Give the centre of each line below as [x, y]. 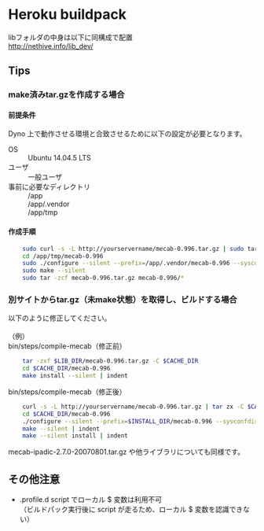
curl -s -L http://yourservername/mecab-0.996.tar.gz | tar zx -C [133, 407]
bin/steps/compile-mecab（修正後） [67, 392]
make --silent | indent [61, 429]
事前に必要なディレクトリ [49, 187]
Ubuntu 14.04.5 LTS [60, 158]
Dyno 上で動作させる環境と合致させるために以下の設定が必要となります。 [127, 134]
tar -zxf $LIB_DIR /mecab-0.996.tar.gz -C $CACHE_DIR [110, 361]
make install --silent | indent [75, 376]
